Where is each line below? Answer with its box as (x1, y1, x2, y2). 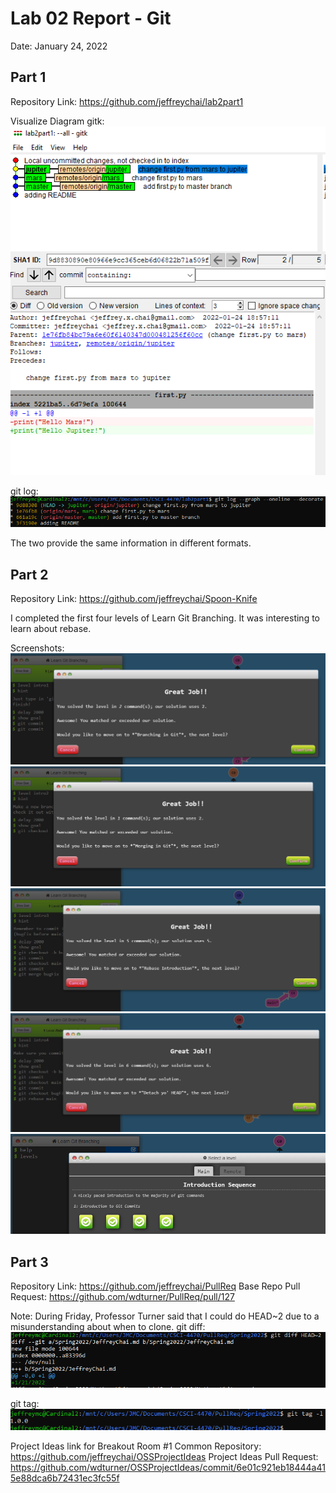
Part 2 (10, 566, 49, 583)
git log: (10, 485, 39, 497)
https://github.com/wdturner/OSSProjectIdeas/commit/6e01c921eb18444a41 (10, 1461, 326, 1473)
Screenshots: (10, 642, 65, 654)
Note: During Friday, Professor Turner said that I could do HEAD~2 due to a (10, 1310, 320, 1322)
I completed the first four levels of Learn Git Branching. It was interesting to (10, 612, 320, 624)
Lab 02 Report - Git (10, 7, 172, 30)
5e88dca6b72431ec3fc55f (10, 1472, 120, 1484)
